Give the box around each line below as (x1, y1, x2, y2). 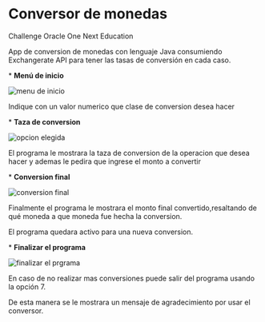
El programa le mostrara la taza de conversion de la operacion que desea (8, 148, 250, 157)
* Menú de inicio (8, 70, 64, 80)
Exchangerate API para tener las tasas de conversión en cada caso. (8, 55, 231, 65)
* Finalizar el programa (8, 242, 86, 252)
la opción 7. (8, 281, 46, 292)
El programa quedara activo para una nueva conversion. (8, 227, 194, 237)
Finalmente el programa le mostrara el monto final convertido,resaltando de (8, 203, 258, 213)
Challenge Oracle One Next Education (8, 31, 134, 41)
